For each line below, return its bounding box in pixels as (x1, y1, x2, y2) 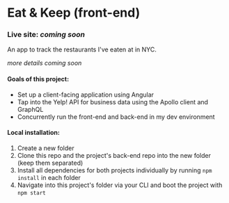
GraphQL (17, 105, 44, 113)
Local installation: (7, 129, 61, 137)
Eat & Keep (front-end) (7, 5, 141, 21)
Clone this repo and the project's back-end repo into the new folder (17, 151, 211, 159)
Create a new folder (17, 144, 74, 152)
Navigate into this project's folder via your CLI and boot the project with (17, 181, 223, 189)
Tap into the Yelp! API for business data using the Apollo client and (17, 97, 209, 106)
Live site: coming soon (7, 30, 86, 40)
